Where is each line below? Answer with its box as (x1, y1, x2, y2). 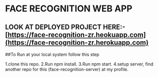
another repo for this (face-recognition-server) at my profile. (5, 67, 129, 72)
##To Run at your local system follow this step (5, 52, 100, 57)
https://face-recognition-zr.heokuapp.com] (7, 30, 146, 39)
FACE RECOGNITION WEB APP (5, 3, 133, 14)
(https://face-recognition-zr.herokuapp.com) (5, 38, 149, 47)
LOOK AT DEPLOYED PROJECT (5, 23, 102, 31)
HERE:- (103, 23, 125, 31)
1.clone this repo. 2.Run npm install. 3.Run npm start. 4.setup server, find (5, 61, 154, 67)
